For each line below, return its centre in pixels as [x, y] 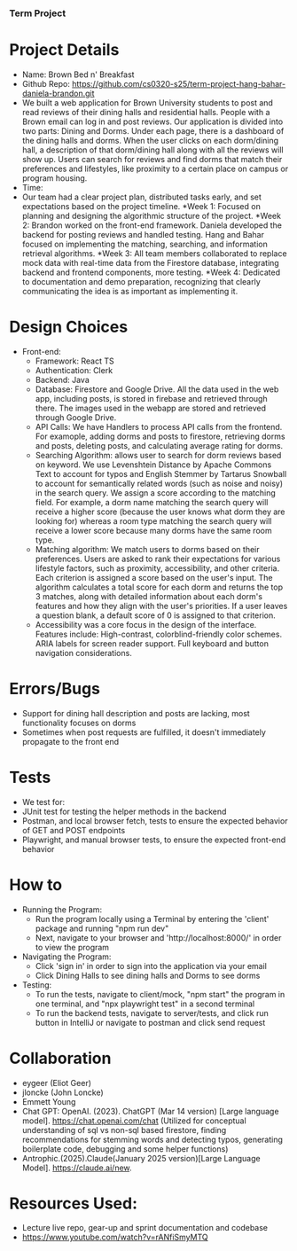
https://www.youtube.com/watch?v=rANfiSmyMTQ [115, 1237]
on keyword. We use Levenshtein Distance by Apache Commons [153, 465]
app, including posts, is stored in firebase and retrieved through [151, 398]
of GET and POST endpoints [74, 830]
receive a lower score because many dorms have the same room [153, 530]
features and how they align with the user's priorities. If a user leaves [161, 606]
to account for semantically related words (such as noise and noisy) [159, 483]
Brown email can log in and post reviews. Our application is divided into [152, 121]
